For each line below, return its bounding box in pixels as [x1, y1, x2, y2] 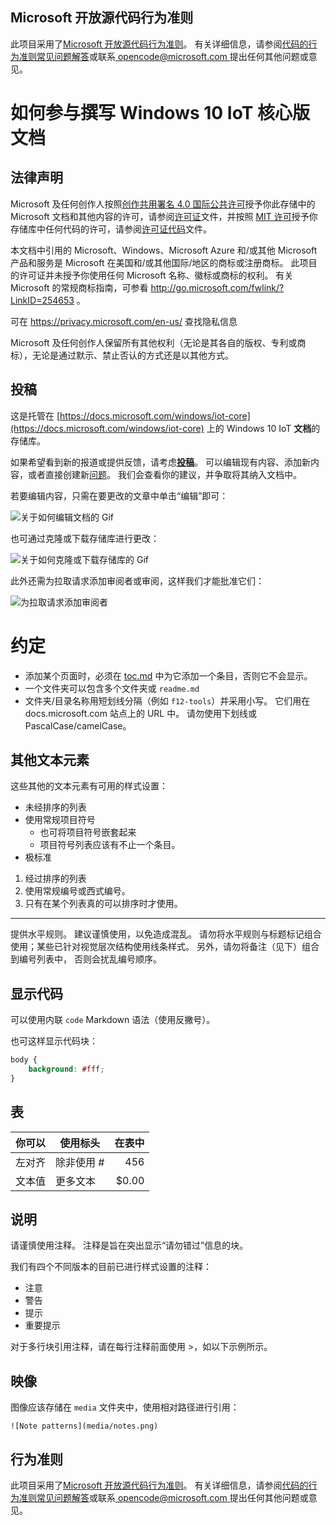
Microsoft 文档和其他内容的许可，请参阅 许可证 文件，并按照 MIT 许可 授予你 [10, 210, 318, 222]
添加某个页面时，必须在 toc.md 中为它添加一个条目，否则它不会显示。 [24, 669, 313, 682]
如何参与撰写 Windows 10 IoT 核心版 [10, 102, 311, 124]
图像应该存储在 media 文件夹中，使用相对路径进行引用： [10, 1401, 240, 1413]
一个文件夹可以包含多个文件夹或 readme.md [24, 682, 200, 694]
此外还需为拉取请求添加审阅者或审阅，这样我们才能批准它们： [10, 574, 265, 587]
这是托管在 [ [10, 409, 61, 422]
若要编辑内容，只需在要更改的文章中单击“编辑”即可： [10, 489, 229, 502]
